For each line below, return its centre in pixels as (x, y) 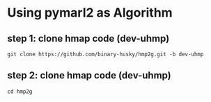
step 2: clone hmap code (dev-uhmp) (89, 75)
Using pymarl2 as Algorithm (90, 13)
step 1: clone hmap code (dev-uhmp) (88, 39)
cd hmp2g (20, 92)
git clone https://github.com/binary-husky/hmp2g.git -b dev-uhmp (105, 54)
